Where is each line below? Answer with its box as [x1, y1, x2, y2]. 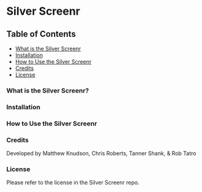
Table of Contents [6, 29, 77, 39]
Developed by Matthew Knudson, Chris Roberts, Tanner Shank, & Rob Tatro [6, 150, 196, 157]
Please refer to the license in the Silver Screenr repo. [6, 179, 140, 186]
